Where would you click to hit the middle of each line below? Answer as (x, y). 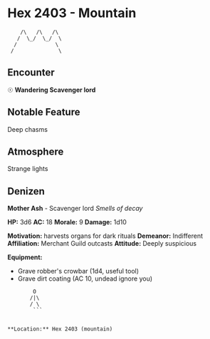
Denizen (26, 191)
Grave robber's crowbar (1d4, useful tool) (78, 271)
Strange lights (28, 169)
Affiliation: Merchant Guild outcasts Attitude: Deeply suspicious (102, 244)
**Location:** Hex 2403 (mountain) (60, 329)
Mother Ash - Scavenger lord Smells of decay (75, 209)
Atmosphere (36, 151)
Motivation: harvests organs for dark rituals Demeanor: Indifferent (105, 236)
